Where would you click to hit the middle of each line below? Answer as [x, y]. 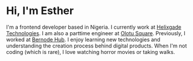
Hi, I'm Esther [40, 11]
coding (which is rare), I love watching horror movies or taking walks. [91, 52]
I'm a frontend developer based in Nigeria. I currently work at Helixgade [94, 27]
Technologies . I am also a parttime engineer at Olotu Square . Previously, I [96, 33]
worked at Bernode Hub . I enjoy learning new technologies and [83, 39]
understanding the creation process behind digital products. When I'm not [96, 46]
